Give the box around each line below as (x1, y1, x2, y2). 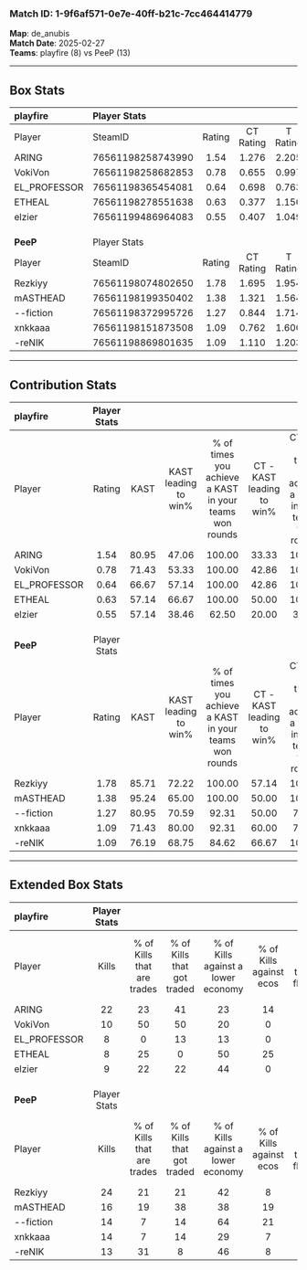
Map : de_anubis (9, 28, 70, 39)
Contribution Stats (9, 377, 117, 393)
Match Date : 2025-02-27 (9, 37, 105, 48)
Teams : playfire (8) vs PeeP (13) (9, 48, 131, 58)
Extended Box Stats (9, 877, 123, 893)
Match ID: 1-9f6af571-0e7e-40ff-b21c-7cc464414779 (9, 7, 253, 20)
